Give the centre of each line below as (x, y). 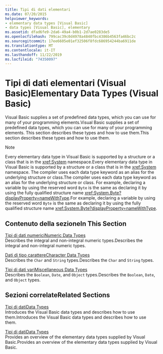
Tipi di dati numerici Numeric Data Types (45, 235)
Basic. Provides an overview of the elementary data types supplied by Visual (81, 342)
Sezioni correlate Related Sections (58, 295)
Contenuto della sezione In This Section (66, 224)
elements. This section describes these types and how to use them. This (77, 133)
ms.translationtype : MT (29, 46)
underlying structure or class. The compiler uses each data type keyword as (81, 177)
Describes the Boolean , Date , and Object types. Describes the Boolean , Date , (80, 275)
